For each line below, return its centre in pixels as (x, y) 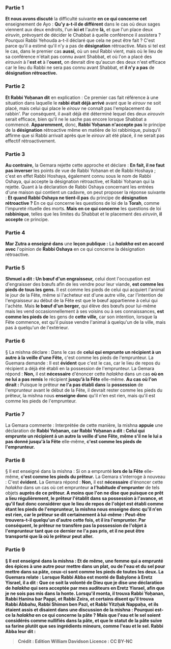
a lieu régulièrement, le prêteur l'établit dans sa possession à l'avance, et (84, 498)
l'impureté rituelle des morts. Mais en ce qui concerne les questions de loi (83, 208)
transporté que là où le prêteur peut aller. (50, 536)
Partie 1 (15, 8)
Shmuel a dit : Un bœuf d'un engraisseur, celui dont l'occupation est (78, 279)
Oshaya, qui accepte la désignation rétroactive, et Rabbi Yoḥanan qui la (80, 181)
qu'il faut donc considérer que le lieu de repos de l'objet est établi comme (84, 504)
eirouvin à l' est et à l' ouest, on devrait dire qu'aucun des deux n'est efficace (85, 62)
